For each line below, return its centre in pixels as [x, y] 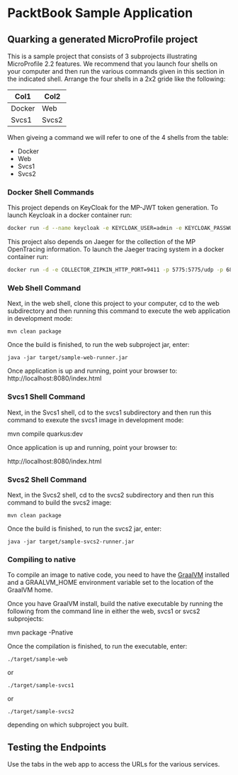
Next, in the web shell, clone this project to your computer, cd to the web [113, 304]
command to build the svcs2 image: [59, 502]
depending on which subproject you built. [68, 725]
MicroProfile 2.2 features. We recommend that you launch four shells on [113, 64]
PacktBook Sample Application [100, 13]
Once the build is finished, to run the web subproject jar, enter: [98, 345]
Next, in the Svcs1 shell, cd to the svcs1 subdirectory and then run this [109, 412]
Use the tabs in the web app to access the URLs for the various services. [114, 764]
